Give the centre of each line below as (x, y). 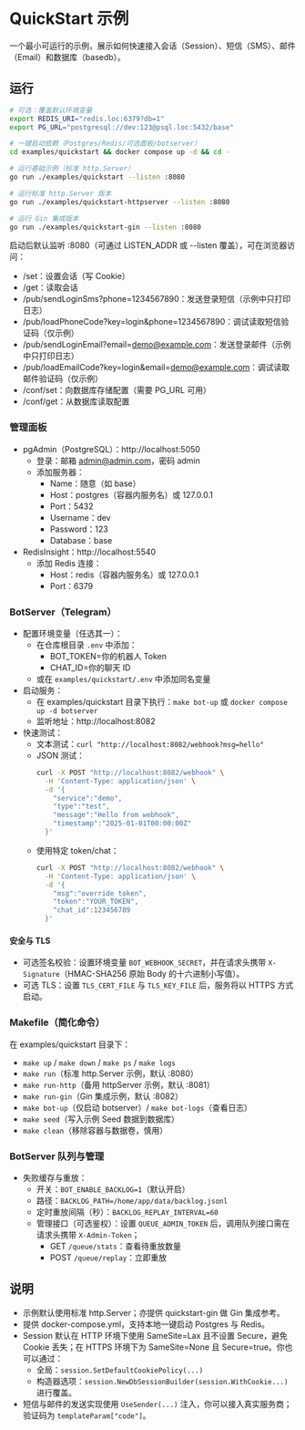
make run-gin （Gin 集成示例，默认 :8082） (103, 1096)
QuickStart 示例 (69, 19)
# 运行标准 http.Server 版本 (61, 193)
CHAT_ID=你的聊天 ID (90, 668)
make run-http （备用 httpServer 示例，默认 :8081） (119, 1084)
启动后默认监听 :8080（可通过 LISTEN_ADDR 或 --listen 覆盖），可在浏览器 (148, 245)
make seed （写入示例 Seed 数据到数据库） (101, 1119)
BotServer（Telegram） (63, 612)
